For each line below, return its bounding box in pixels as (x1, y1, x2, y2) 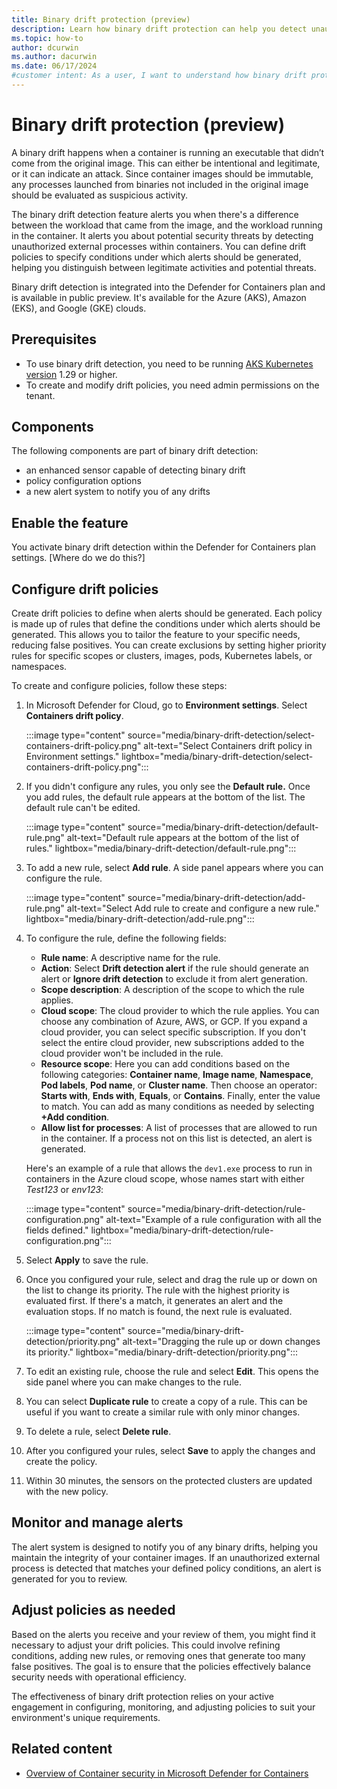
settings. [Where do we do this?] (11, 552, 146, 564)
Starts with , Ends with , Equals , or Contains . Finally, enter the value (40, 1090, 321, 1102)
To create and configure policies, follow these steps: (11, 680, 228, 692)
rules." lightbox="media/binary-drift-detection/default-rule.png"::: (25, 842, 297, 855)
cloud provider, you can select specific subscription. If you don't (40, 1026, 307, 1038)
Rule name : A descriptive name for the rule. (40, 952, 221, 964)
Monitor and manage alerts (11, 1514, 184, 1531)
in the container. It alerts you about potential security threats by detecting (11, 229, 314, 241)
